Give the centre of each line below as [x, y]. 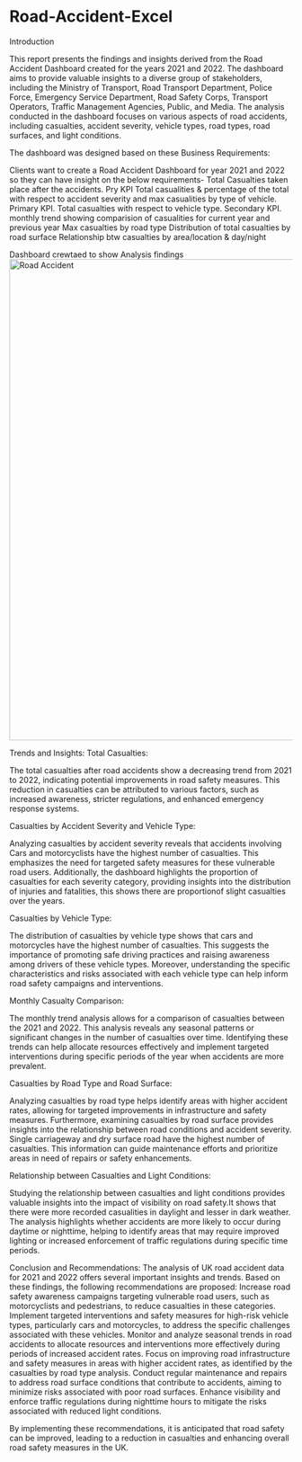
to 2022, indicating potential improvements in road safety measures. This [145, 780]
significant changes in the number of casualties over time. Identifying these [149, 1037]
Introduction [32, 41]
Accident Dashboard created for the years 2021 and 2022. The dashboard [147, 68]
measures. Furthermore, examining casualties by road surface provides [142, 1119]
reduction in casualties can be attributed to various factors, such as [134, 789]
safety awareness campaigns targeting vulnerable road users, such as [139, 1296]
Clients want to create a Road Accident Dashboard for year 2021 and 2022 [147, 170]
